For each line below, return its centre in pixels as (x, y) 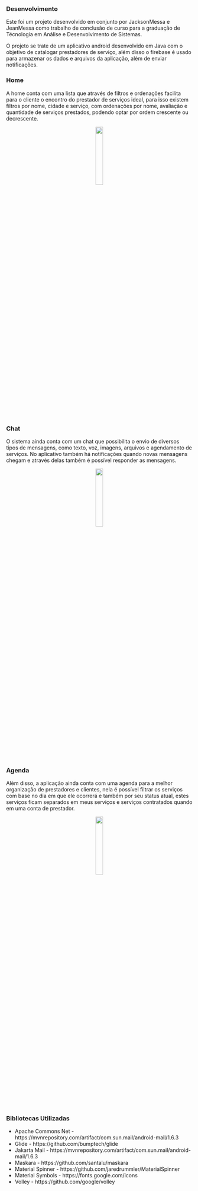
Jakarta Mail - (32, 1150)
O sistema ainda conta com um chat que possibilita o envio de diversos (93, 441)
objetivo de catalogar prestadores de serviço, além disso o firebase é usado (99, 52)
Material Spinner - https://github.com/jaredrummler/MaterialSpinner (97, 1169)
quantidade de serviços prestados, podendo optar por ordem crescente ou (98, 112)
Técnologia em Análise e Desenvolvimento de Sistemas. (74, 34)
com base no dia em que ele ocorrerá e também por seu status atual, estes (98, 796)
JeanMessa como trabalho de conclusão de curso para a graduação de (93, 28)
